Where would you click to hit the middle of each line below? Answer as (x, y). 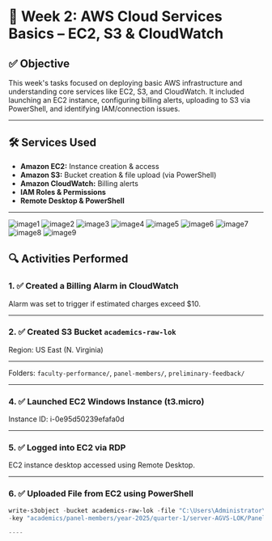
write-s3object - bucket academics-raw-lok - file (92, 510)
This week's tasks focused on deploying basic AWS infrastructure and (125, 83)
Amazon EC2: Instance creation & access (89, 166)
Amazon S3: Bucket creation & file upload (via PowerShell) (118, 175)
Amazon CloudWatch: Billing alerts (79, 183)
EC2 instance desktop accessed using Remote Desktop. (102, 465)
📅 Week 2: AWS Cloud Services (115, 17)
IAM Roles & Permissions (63, 192)
